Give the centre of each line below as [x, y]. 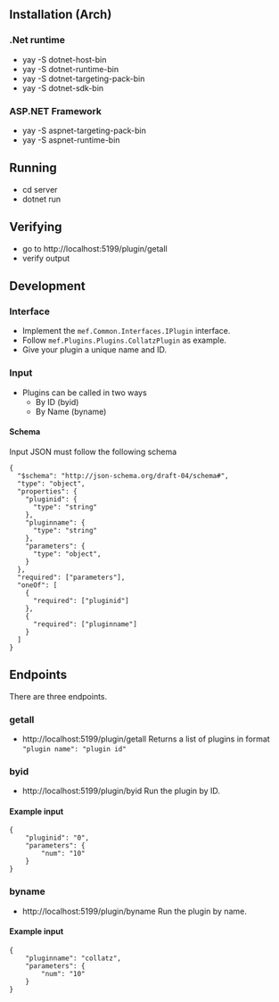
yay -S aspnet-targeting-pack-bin [84, 130]
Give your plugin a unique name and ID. [94, 350]
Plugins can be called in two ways [84, 393]
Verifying [36, 227]
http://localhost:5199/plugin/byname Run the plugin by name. [134, 911]
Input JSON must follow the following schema [93, 451]
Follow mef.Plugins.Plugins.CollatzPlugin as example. [124, 340]
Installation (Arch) [61, 15]
